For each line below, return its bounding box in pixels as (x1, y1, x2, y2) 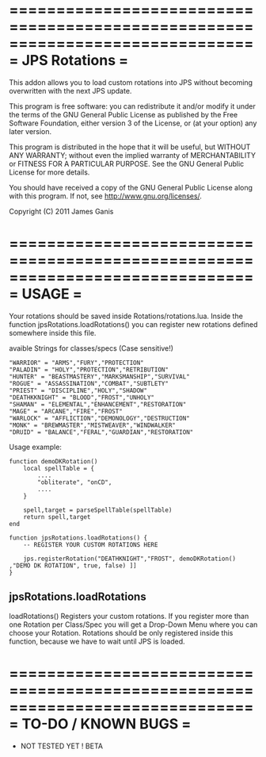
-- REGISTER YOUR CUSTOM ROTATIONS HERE (23, 540, 158, 548)
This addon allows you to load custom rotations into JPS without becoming (9, 77, 253, 87)
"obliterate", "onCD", (37, 478, 112, 486)
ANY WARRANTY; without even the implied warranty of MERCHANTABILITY (9, 150, 256, 159)
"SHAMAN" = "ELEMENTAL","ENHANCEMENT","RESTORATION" (9, 400, 187, 409)
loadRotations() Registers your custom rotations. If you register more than (9, 611, 249, 621)
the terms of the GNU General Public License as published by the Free (9, 110, 238, 119)
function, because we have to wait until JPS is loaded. (9, 636, 185, 646)
